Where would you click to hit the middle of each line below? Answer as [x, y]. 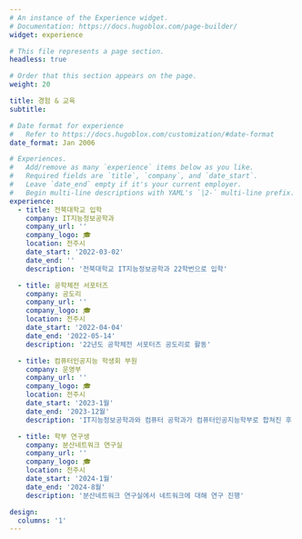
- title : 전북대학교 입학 [60, 210]
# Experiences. [38, 159]
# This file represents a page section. [87, 51]
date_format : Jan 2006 [52, 143]
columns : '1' [42, 520]
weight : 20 [30, 85]
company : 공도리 [54, 294]
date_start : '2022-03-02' [75, 252]
